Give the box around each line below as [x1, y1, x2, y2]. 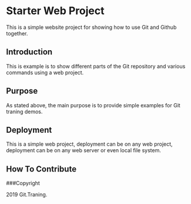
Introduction [6, 47, 53, 57]
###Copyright [6, 180, 40, 187]
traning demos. [6, 108, 43, 115]
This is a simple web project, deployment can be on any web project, [6, 140, 173, 148]
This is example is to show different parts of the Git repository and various [6, 62, 186, 70]
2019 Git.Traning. [6, 191, 48, 198]
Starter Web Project [6, 4, 105, 18]
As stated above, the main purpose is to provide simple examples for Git [6, 101, 180, 108]
